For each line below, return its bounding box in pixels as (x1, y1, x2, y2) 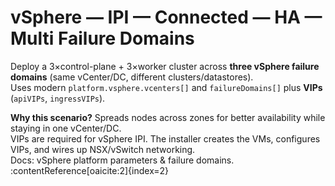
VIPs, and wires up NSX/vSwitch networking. (10, 143, 196, 155)
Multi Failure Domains (10, 27, 195, 50)
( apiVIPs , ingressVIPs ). (10, 92, 106, 104)
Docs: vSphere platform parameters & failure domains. (10, 154, 235, 166)
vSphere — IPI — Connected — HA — (10, 6, 323, 29)
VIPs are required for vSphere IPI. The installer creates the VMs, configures (10, 132, 321, 145)
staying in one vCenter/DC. (10, 122, 122, 134)
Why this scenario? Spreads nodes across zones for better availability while (10, 111, 326, 123)
